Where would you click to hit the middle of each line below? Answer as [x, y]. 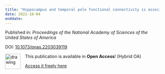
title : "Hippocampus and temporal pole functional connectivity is [76, 9]
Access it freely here [46, 66]
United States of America [31, 37]
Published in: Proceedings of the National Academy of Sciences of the [77, 33]
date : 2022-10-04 [23, 14]
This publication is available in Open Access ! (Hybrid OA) [83, 56]
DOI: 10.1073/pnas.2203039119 [36, 47]
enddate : [14, 18]
